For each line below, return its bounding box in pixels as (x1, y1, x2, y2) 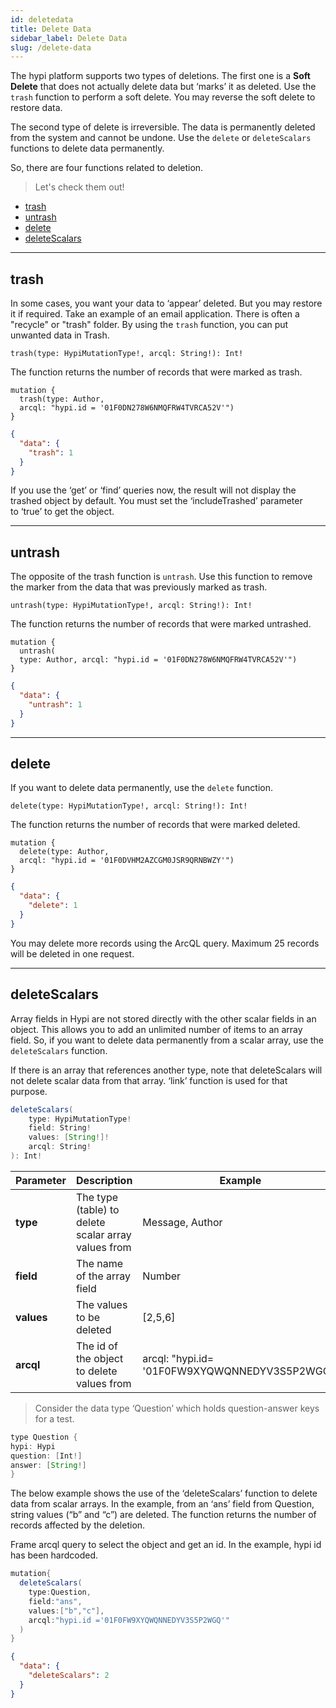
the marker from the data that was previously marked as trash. (10, 581, 268, 593)
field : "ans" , (28, 1596, 83, 1606)
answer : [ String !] (10, 1460, 87, 1470)
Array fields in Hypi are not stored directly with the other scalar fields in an (10, 1012, 317, 1025)
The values (75, 1297, 128, 1311)
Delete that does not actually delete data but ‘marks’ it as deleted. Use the (10, 81, 317, 93)
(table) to (75, 1202, 120, 1216)
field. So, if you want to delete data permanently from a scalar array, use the (10, 1034, 324, 1046)
